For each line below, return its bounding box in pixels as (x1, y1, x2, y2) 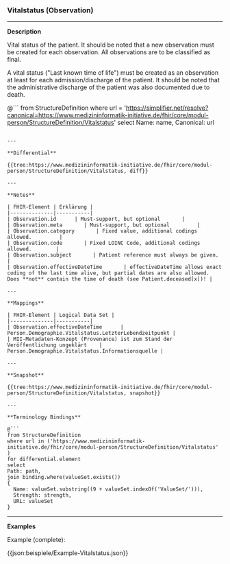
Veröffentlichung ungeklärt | (7, 342, 103, 349)
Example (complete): (7, 536, 66, 544)
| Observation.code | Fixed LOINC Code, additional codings (7, 239, 201, 247)
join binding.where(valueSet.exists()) (7, 474, 121, 481)
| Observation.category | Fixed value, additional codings (7, 228, 197, 235)
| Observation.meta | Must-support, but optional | (7, 222, 201, 228)
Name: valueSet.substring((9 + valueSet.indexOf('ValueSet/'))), (13, 486, 204, 493)
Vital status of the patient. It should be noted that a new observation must (7, 40, 214, 49)
